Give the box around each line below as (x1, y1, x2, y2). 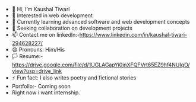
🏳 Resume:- (11, 53, 43, 59)
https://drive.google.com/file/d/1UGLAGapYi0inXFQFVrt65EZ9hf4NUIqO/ (11, 61, 190, 68)
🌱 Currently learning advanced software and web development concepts (11, 18, 190, 25)
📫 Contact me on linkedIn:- (11, 31, 80, 38)
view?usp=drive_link (11, 68, 62, 74)
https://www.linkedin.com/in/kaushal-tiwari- (79, 31, 188, 38)
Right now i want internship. (11, 89, 80, 96)
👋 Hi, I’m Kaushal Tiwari (11, 6, 70, 12)
